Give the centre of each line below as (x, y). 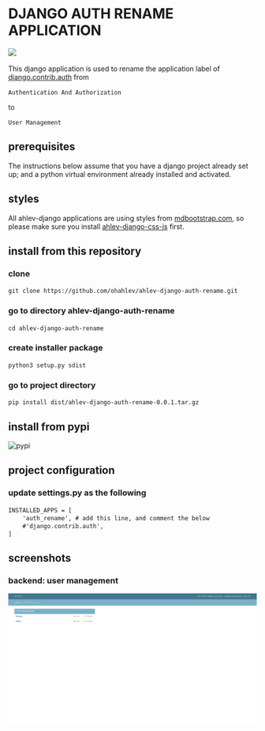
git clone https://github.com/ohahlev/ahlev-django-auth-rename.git (123, 291)
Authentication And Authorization (65, 92)
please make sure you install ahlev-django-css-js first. (96, 227)
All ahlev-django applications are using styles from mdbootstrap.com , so (126, 218)
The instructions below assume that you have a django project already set (128, 166)
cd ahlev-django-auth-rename (56, 328)
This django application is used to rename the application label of (114, 69)
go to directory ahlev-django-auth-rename (91, 311)
